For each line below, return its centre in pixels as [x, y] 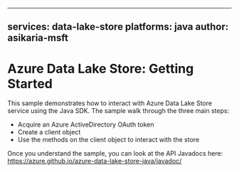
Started [30, 84]
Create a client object [49, 132]
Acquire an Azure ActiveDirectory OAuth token [86, 124]
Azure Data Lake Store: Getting [101, 69]
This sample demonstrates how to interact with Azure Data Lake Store [110, 103]
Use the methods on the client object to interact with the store [108, 140]
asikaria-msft [38, 38]
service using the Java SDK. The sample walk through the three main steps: [118, 111]
